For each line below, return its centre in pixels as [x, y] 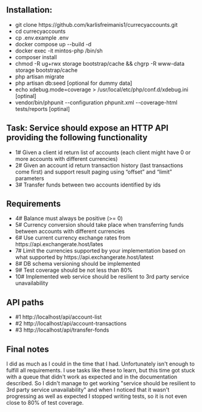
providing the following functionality [77, 137]
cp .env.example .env [42, 37]
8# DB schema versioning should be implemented [78, 264]
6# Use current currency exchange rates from [73, 238]
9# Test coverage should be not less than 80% [74, 270]
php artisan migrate [40, 76]
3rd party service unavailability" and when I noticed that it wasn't [88, 390]
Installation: [30, 10]
